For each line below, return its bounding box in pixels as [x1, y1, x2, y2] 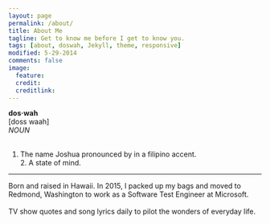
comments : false [8, 57, 63, 65]
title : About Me [8, 26, 63, 35]
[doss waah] [8, 117, 50, 127]
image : [8, 64, 31, 72]
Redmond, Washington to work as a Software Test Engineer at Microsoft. [8, 189, 249, 199]
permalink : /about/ [8, 19, 74, 27]
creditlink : [15, 86, 56, 95]
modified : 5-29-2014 [8, 49, 78, 57]
